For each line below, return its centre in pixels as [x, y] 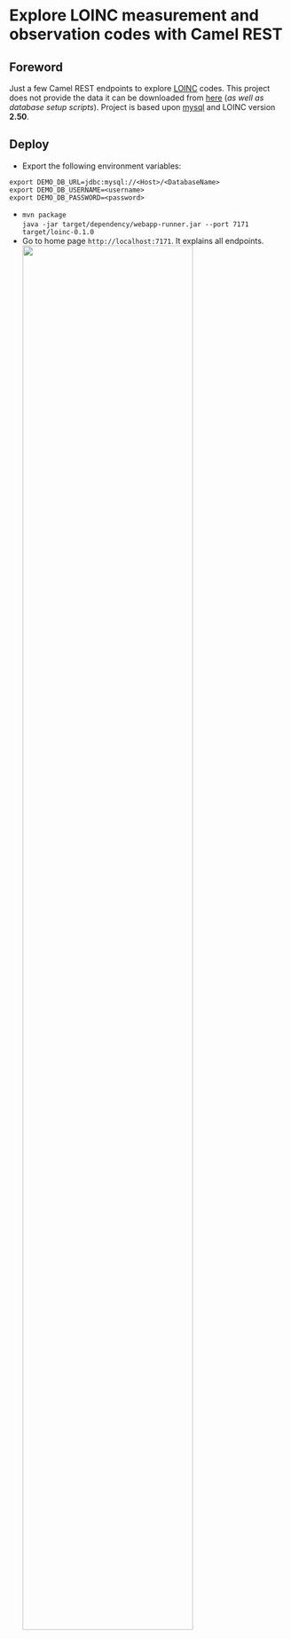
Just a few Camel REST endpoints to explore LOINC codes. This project [140, 88]
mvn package [44, 215]
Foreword [36, 67]
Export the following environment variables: [102, 166]
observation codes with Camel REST [146, 34]
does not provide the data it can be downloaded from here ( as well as [137, 98]
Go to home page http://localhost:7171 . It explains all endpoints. [143, 240]
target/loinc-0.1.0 [58, 232]
